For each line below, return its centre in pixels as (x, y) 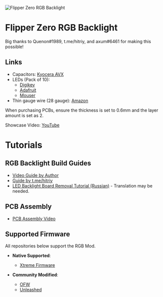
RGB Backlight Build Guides (48, 163)
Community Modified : (35, 275)
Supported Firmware (38, 234)
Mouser (27, 95)
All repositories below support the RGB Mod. (50, 246)
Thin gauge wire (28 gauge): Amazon (50, 100)
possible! (14, 47)
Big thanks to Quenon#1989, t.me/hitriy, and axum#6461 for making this (78, 41)
